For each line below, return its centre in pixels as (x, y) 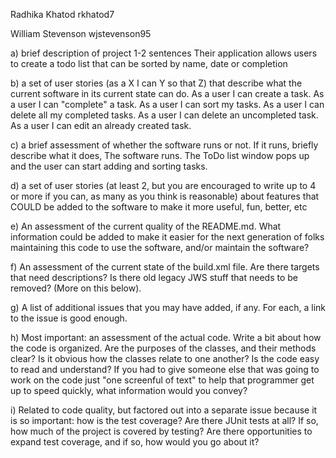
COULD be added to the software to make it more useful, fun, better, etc (159, 207)
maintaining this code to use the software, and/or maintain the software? (160, 247)
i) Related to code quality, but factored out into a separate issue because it (164, 410)
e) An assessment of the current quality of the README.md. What (146, 226)
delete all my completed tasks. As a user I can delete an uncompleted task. (164, 115)
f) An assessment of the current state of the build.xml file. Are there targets (165, 267)
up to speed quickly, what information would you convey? (129, 390)
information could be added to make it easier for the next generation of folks (167, 237)
